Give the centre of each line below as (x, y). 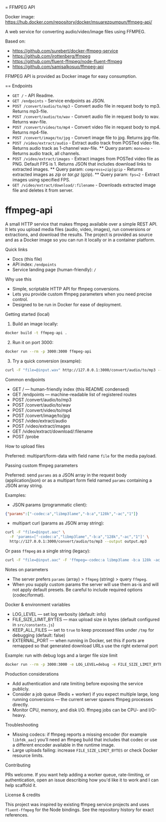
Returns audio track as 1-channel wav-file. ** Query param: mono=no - (83, 148)
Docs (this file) (27, 259)
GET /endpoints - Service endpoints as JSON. (59, 101)
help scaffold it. (21, 785)
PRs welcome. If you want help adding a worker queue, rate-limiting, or (77, 774)
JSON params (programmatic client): (50, 505)
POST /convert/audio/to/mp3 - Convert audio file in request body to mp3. (86, 106)
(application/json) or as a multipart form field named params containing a (79, 480)
